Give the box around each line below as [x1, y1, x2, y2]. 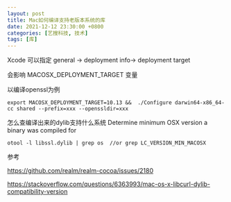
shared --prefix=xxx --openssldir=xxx [16, 106, 129, 112]
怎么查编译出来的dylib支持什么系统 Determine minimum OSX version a [7, 119, 208, 127]
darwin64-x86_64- [174, 99, 225, 106]
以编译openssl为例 [7, 85, 60, 94]
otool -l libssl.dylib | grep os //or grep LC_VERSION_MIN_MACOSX [7, 140, 207, 146]
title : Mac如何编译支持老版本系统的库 [7, 17, 106, 24]
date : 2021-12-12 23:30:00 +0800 [7, 23, 104, 30]
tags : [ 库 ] [7, 36, 38, 43]
